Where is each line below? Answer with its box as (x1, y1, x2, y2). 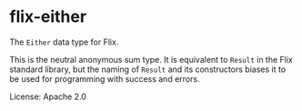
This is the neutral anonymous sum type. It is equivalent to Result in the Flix (9, 54, 294, 65)
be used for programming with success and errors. (9, 73, 200, 84)
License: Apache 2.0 (9, 91, 86, 102)
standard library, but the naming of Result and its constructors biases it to (9, 64, 287, 75)
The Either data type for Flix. (9, 36, 119, 47)
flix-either (9, 6, 87, 27)
